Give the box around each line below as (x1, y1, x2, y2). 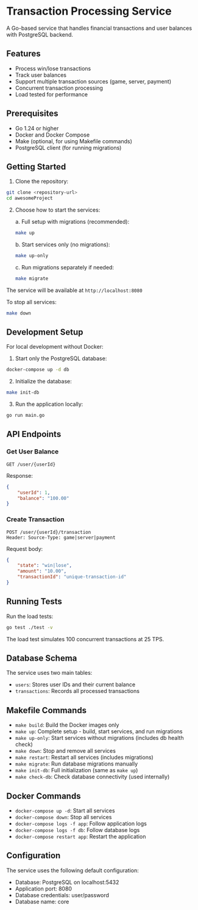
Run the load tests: (6, 613, 54, 620)
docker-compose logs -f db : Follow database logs (15, 826, 140, 834)
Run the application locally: (15, 400, 83, 408)
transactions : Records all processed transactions (15, 688, 140, 695)
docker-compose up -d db (6, 367, 69, 373)
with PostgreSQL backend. (6, 30, 74, 38)
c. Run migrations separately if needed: (15, 263, 115, 271)
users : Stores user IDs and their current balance (15, 681, 136, 688)
